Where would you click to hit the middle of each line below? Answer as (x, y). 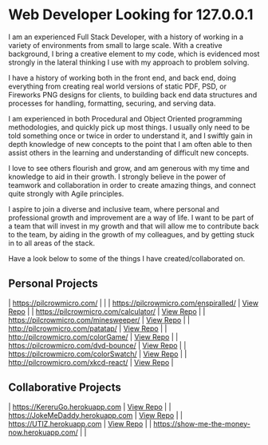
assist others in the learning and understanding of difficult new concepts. (129, 153)
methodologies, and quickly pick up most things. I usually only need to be (129, 127)
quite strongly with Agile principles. (66, 193)
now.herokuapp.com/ (43, 432)
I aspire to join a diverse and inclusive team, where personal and (114, 209)
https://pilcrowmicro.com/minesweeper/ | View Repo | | (99, 320)
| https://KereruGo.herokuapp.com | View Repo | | (90, 407)
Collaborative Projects (65, 388)
